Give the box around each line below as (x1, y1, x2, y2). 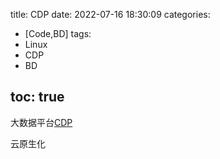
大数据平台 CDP (10, 116, 73, 128)
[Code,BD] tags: (24, 28, 92, 39)
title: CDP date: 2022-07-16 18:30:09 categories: (10, 9, 211, 20)
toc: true (10, 89, 65, 106)
